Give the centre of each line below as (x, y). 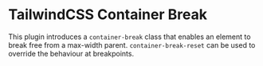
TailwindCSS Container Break (108, 15)
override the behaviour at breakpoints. (71, 53)
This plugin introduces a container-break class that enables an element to (130, 37)
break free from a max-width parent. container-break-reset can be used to (132, 45)
